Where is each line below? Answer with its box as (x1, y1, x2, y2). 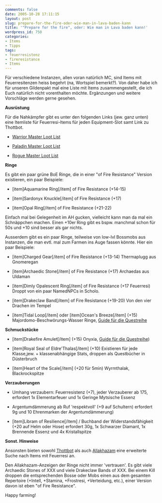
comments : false (5, 7, 38, 12)
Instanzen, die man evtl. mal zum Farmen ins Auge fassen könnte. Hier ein (5, 239, 153, 245)
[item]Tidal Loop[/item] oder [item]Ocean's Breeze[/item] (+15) (12, 312, 138, 318)
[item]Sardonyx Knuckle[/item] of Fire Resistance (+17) (12, 195, 122, 202)
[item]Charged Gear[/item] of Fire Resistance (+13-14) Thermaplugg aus (12, 254, 156, 260)
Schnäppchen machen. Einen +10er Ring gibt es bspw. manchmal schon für (5, 220, 156, 225)
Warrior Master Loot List (12, 134, 60, 140)
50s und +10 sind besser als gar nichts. (5, 225, 83, 231)
